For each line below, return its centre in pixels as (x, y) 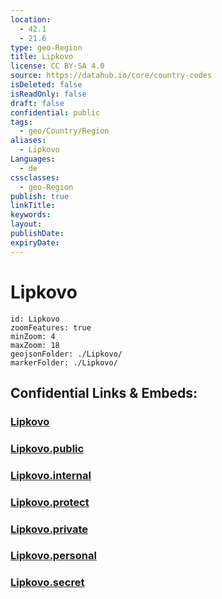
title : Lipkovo (42, 57)
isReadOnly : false (48, 94)
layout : (26, 224)
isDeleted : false (46, 85)
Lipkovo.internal (51, 475)
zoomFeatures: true (51, 327)
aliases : (28, 141)
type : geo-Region (46, 47)
